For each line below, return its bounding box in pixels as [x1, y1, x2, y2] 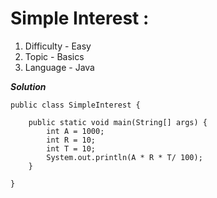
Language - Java [24, 61, 95, 73]
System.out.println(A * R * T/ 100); [46, 152, 203, 162]
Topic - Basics [24, 50, 85, 62]
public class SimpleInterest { [10, 100, 141, 110]
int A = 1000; [46, 126, 105, 136]
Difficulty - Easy [24, 40, 92, 52]
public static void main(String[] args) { [28, 117, 208, 127]
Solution [10, 80, 47, 92]
